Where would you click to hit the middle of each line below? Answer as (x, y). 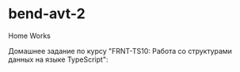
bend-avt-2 (47, 14)
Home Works (30, 36)
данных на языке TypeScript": (58, 59)
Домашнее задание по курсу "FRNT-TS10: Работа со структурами (120, 51)
